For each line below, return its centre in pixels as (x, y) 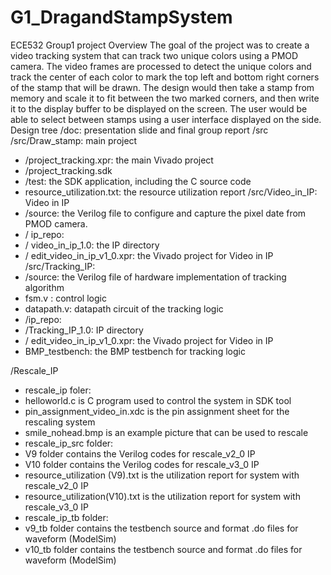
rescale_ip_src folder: (69, 443)
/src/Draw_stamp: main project (74, 140)
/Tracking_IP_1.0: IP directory (84, 330)
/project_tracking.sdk (68, 170)
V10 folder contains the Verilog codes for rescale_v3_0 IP (142, 464)
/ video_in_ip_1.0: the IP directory (92, 245)
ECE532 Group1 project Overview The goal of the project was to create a (160, 45)
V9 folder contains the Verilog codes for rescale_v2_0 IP (140, 453)
